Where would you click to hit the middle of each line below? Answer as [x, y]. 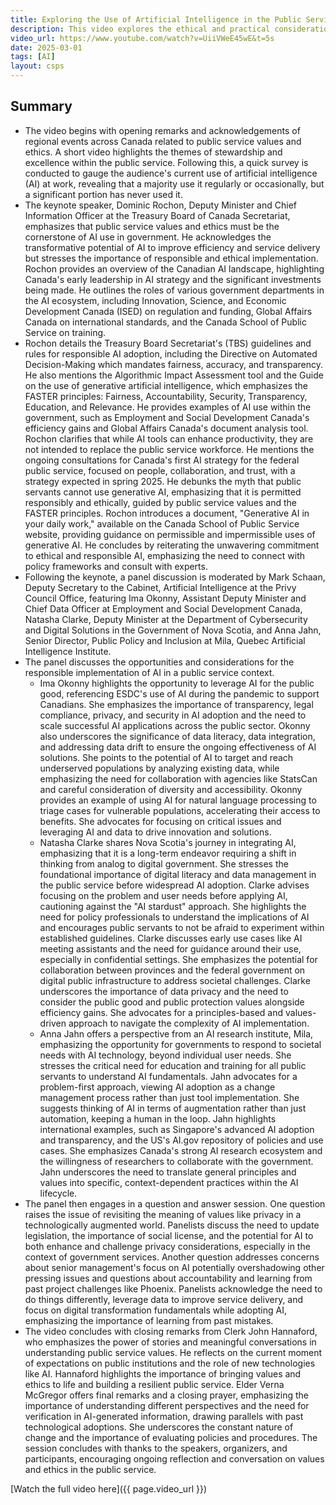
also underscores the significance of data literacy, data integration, [177, 736]
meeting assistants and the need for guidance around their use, [170, 948]
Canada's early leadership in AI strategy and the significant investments [173, 279]
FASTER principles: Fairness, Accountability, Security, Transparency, [166, 396]
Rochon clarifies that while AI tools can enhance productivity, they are [169, 438]
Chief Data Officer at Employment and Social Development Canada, [163, 608]
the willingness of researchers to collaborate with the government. [176, 1161]
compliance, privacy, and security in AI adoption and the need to [173, 715]
